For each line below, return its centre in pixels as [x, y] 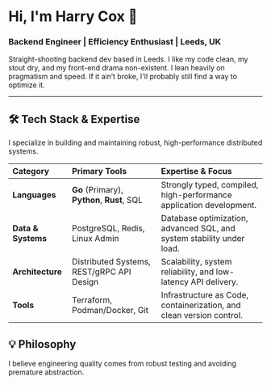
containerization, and [201, 305]
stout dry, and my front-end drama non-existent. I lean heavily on [117, 68]
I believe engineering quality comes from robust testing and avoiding [122, 364]
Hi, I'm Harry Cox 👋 [73, 17]
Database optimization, [204, 218]
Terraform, [92, 300]
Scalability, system [196, 262]
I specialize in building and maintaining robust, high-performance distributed [135, 143]
